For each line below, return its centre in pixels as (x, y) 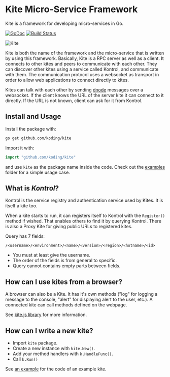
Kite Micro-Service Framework (72, 9)
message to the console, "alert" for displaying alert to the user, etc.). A (79, 300)
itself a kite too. (21, 206)
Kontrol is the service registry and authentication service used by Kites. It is (84, 200)
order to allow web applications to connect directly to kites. (67, 80)
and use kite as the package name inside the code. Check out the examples (85, 167)
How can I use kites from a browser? (64, 282)
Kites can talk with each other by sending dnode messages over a (74, 89)
